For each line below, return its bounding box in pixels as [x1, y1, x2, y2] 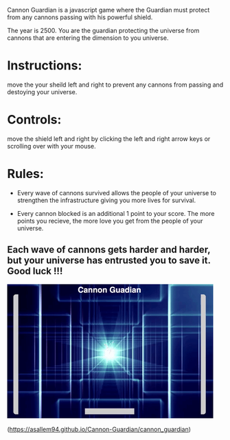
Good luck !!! [7, 265, 63, 277]
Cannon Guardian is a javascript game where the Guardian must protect [7, 6, 210, 14]
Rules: [7, 166, 45, 181]
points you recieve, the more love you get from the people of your [16, 217, 204, 225]
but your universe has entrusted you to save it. [7, 254, 211, 267]
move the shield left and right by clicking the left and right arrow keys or [7, 134, 211, 143]
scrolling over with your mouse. [7, 142, 96, 150]
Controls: [7, 112, 62, 128]
